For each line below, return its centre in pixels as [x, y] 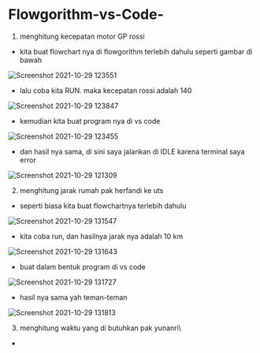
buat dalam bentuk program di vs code [82, 266]
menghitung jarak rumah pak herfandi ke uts [91, 190]
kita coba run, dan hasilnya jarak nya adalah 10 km [101, 236]
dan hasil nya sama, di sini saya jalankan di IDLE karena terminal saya [132, 151]
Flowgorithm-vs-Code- [86, 15]
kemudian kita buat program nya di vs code [90, 121]
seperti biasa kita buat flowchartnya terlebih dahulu [103, 206]
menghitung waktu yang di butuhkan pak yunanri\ [100, 328]
